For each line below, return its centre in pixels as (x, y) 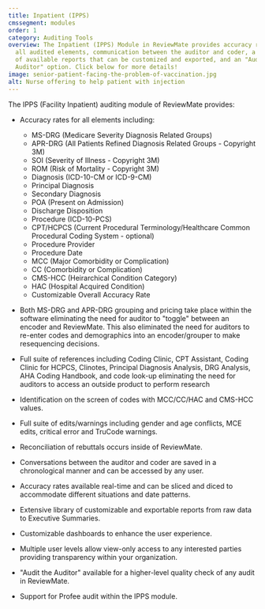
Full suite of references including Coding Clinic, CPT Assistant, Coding (134, 359)
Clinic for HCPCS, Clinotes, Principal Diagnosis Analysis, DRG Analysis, (135, 367)
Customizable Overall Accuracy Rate (91, 294)
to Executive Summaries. (60, 518)
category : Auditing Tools (50, 38)
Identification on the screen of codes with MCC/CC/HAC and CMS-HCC (136, 399)
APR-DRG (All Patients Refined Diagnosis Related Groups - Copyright (144, 143)
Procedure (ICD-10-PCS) (71, 219)
